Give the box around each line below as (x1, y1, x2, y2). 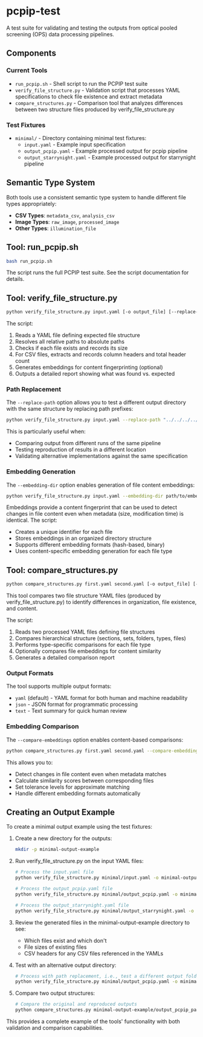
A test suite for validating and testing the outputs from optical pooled (6, 24, 178, 31)
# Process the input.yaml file (14, 869, 94, 875)
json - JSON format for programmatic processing (14, 701, 138, 708)
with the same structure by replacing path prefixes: (6, 405, 134, 413)
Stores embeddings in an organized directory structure (14, 535, 152, 542)
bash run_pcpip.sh (6, 258, 53, 264)
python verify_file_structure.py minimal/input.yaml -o (14, 875, 159, 881)
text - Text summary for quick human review (14, 707, 127, 714)
